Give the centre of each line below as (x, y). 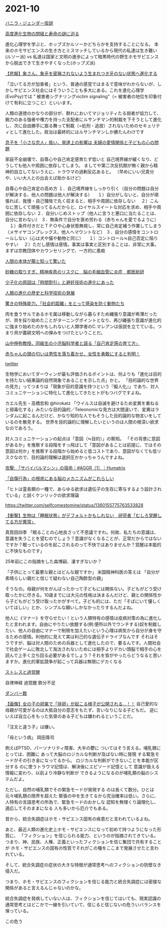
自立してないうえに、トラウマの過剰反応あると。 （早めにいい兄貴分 (84, 172)
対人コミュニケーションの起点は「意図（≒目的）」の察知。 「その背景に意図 (83, 439)
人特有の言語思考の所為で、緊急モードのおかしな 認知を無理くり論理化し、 (82, 802)
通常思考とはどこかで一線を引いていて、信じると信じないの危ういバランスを (83, 904)
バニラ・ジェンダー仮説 (29, 23)
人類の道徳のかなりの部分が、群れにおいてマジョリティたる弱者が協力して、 (83, 113)
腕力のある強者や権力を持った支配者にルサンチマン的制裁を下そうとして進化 (83, 119)
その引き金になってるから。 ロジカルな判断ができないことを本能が (86, 760)
